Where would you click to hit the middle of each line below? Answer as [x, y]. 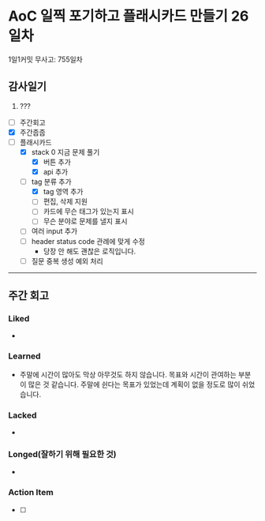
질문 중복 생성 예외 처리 [67, 260]
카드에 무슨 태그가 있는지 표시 [88, 212]
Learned [24, 356]
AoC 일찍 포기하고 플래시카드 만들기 [118, 16]
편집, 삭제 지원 [65, 201]
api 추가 [56, 172]
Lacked [22, 415]
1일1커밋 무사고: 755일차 [45, 59]
